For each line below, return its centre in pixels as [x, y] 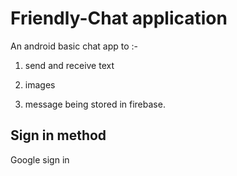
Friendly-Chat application [119, 18]
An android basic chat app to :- [74, 46]
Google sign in [40, 159]
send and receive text [69, 65]
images [40, 84]
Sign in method [58, 135]
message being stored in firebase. [95, 104]
